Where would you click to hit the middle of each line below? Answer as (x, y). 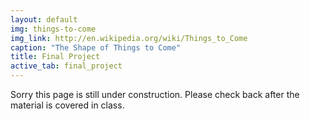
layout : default (44, 19)
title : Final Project (55, 57)
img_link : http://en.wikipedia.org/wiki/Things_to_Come (129, 38)
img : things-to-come (53, 29)
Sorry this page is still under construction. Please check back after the (155, 94)
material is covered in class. (67, 105)
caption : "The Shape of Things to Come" (96, 47)
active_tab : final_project (66, 66)
